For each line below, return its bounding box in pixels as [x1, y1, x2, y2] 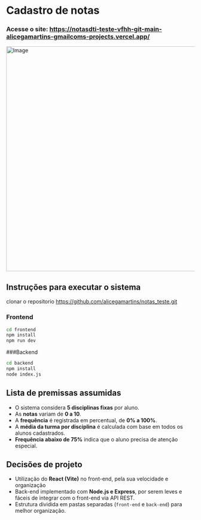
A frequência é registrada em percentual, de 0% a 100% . [14, 416, 157, 423]
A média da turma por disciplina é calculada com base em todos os [14, 423, 184, 430]
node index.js [6, 371, 42, 377]
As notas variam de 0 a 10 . [14, 410, 82, 417]
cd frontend [6, 326, 36, 333]
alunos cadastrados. [14, 429, 66, 437]
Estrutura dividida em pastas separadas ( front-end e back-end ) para [14, 501, 182, 508]
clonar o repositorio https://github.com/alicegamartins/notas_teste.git [6, 298, 178, 305]
